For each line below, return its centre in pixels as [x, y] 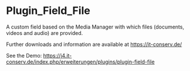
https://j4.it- [57, 55]
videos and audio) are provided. [45, 33]
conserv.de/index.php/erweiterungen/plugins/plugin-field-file [80, 62]
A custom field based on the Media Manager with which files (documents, [95, 27]
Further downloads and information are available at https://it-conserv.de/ [94, 44]
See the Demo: [24, 55]
